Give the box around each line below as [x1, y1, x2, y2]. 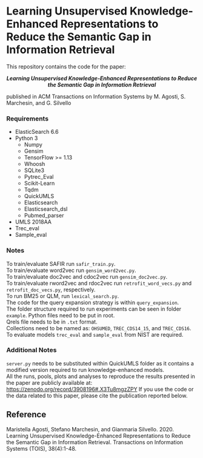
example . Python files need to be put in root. [6, 311, 115, 319]
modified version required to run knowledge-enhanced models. [6, 366, 165, 373]
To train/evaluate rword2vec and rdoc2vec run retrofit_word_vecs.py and [6, 279, 192, 287]
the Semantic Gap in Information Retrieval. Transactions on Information [6, 438, 184, 446]
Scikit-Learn [24, 180, 55, 187]
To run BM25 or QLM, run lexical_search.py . [6, 292, 119, 299]
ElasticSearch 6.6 [15, 128, 59, 136]
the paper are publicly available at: [6, 379, 93, 386]
